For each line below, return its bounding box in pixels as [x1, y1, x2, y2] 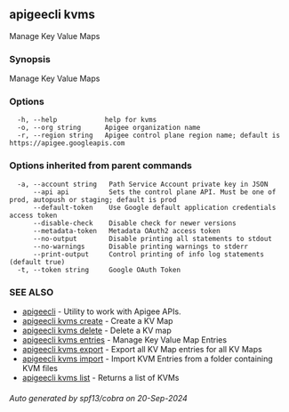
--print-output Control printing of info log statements [32, 249, 265, 259]
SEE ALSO [9, 286, 54, 298]
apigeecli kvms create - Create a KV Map [21, 316, 173, 326]
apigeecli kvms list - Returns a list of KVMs [21, 373, 180, 383]
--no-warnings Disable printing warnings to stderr [32, 242, 249, 251]
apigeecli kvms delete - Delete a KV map [21, 325, 172, 335]
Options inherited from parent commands [9, 159, 193, 172]
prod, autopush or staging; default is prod [9, 195, 177, 204]
